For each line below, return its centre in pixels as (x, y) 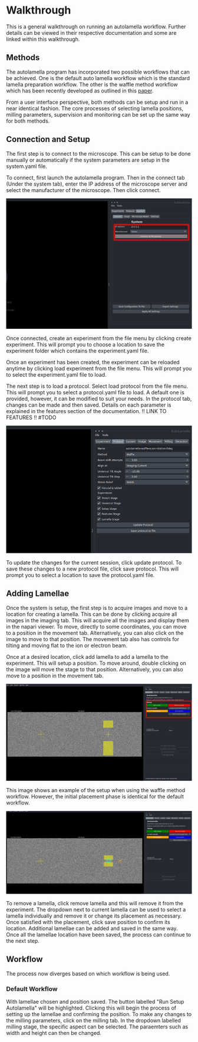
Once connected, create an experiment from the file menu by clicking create (99, 338)
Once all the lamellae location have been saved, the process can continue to (99, 934)
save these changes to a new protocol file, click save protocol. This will (92, 569)
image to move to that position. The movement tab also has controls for (93, 639)
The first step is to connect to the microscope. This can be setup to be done (98, 153)
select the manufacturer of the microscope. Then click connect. (83, 190)
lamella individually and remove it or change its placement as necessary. (94, 916)
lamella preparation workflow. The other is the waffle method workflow (92, 84)
